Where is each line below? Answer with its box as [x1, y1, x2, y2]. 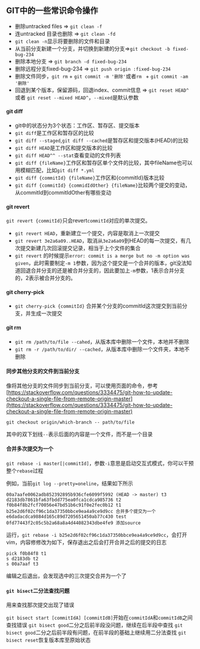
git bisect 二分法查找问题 [6, 587, 70, 594]
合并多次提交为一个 [6, 445, 54, 452]
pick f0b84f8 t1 [6, 551, 47, 557]
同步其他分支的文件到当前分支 [6, 367, 79, 375]
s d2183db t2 [6, 556, 39, 562]
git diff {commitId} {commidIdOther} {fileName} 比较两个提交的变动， [14, 181, 191, 189]
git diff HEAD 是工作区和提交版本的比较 [14, 144, 113, 152]
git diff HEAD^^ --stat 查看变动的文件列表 [14, 152, 121, 159]
